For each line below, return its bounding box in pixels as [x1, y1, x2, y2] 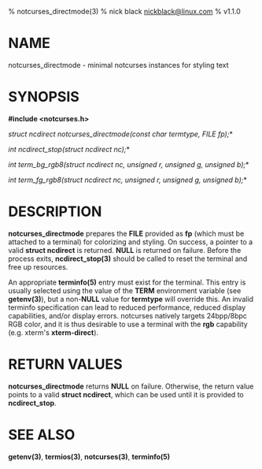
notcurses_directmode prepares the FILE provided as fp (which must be [8, 229, 245, 238]
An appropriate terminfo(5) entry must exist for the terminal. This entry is [8, 277, 246, 287]
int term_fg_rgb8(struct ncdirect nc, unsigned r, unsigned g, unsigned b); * [8, 175, 248, 184]
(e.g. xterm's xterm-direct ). [8, 327, 99, 337]
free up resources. [8, 262, 68, 271]
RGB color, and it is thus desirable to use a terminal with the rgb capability [8, 319, 248, 329]
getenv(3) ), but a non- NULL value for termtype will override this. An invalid [8, 294, 254, 303]
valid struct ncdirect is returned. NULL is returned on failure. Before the [8, 245, 242, 255]
